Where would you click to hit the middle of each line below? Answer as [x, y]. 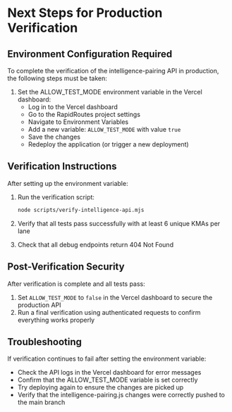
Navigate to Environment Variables [78, 122]
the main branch [41, 402]
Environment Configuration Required [90, 54]
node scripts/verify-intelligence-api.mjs [81, 210]
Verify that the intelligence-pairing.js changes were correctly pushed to [121, 395]
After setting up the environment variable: [68, 183]
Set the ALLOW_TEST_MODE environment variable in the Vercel [110, 92]
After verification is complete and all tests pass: [77, 284]
